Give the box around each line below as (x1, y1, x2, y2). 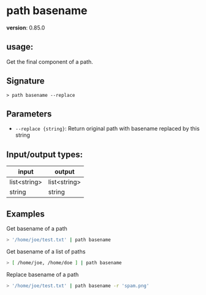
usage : (6, 42, 34, 52)
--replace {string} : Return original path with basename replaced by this (15, 125, 200, 132)
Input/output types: (6, 149, 83, 159)
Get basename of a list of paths (6, 248, 86, 255)
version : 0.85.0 (6, 24, 45, 31)
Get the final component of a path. (6, 58, 93, 65)
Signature (6, 76, 45, 86)
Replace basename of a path (6, 270, 79, 278)
